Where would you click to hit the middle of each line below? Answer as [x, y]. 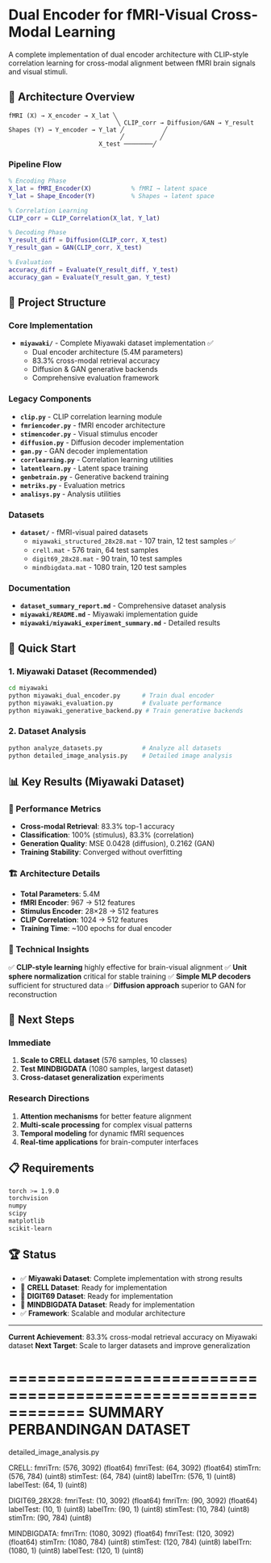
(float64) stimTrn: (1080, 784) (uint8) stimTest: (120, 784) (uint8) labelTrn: [130, 1542]
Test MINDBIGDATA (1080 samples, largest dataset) [106, 1069]
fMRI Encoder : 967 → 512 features [77, 903]
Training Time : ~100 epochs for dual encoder [96, 929]
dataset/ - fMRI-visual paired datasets [84, 532]
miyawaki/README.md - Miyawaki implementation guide [109, 614]
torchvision [28, 1199]
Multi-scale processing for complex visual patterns [106, 1124]
